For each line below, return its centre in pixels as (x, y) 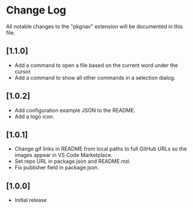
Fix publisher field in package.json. (57, 168)
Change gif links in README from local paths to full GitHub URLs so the (101, 149)
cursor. (23, 71)
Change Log (36, 10)
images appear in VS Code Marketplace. (63, 155)
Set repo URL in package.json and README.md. (72, 161)
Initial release (31, 200)
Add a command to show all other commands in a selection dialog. (95, 77)
